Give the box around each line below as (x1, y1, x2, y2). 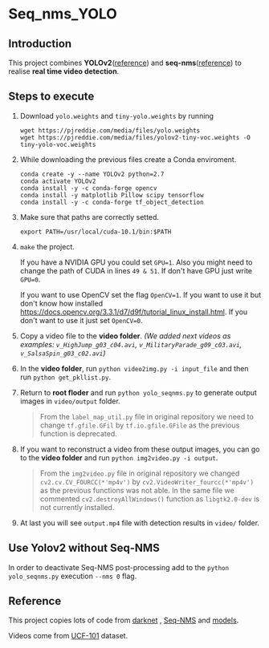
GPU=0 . (19, 274, 41, 284)
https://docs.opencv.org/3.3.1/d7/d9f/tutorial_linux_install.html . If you (19, 306, 248, 317)
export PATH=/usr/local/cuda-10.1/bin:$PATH (19, 228, 172, 236)
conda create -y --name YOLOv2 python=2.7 (19, 170, 165, 178)
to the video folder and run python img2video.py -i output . (19, 452, 218, 462)
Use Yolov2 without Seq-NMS (8, 541, 161, 555)
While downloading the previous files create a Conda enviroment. (19, 154, 237, 164)
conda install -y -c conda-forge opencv (19, 184, 157, 192)
